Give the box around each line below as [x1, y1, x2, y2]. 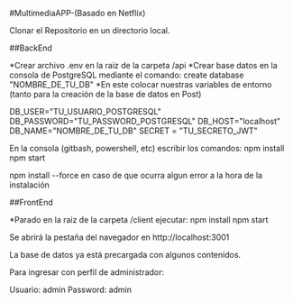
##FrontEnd [9, 197, 54, 207]
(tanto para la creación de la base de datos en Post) [9, 89, 202, 99]
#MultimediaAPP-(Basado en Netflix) [9, 8, 146, 18]
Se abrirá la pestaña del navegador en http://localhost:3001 [9, 232, 230, 243]
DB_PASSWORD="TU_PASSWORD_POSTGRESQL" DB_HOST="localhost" [9, 116, 281, 126]
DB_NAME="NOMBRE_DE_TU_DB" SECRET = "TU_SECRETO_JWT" [9, 125, 259, 136]
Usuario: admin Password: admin [9, 284, 133, 295]
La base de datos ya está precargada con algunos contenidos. [9, 250, 242, 260]
